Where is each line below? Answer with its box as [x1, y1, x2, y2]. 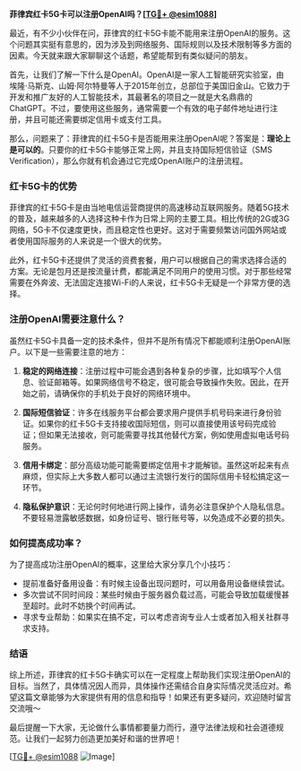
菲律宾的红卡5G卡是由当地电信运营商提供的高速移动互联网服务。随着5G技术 [9, 202, 289, 213]
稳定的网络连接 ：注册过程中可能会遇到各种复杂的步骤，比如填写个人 [21, 365, 274, 376]
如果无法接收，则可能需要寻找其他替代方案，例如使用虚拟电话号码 [46, 429, 289, 440]
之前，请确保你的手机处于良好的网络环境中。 [30, 387, 195, 398]
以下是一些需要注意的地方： [24, 346, 127, 357]
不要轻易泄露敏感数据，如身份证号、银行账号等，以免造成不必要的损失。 [21, 512, 289, 523]
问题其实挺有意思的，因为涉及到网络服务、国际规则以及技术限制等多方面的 [16, 39, 292, 49]
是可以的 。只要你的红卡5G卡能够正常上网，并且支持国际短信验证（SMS [9, 144, 273, 155]
